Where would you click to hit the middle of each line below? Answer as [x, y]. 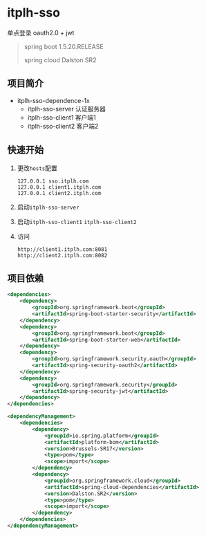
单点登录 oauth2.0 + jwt [41, 33]
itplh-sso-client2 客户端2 [63, 126]
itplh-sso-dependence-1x [53, 100]
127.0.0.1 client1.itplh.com [59, 187]
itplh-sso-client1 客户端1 [62, 117]
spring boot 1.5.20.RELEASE [64, 46]
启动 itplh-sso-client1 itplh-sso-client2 [77, 221]
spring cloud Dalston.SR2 [60, 59]
